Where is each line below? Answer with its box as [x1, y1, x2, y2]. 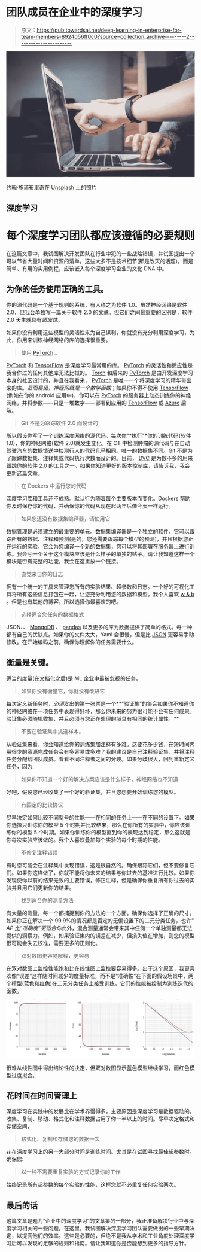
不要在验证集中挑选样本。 [20, 727, 84, 735]
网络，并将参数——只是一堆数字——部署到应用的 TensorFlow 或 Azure [6, 399, 180, 406]
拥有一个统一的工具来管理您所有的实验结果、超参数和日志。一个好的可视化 [6, 583, 190, 590]
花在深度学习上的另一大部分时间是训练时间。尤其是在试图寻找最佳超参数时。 [6, 1148, 195, 1155]
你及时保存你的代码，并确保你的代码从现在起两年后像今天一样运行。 [6, 502, 174, 509]
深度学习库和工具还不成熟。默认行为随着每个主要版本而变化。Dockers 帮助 [6, 495, 191, 502]
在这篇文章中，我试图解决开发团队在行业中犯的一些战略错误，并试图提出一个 [6, 249, 195, 257]
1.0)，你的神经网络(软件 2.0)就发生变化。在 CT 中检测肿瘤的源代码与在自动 [6, 439, 190, 446]
